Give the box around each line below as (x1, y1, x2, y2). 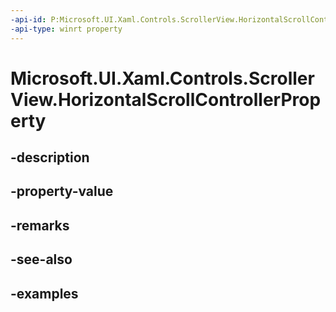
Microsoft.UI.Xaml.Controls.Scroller (10, 67, 315, 90)
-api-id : (10, 14, 47, 25)
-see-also (10, 251, 73, 268)
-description (10, 149, 90, 166)
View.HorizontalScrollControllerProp (10, 88, 322, 111)
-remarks (10, 217, 70, 234)
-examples (10, 285, 79, 302)
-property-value (10, 183, 114, 200)
